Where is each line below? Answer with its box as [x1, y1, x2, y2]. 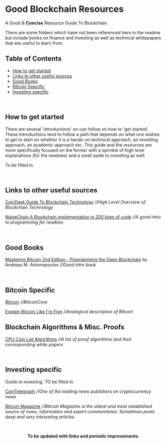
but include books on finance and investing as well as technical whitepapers [5, 35, 162, 41]
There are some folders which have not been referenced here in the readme [5, 29, 161, 35]
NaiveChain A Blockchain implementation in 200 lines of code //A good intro [5, 214, 161, 220]
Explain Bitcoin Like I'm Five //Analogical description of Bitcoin [5, 309, 133, 314]
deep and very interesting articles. [5, 414, 76, 420]
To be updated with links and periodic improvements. [27, 433, 140, 439]
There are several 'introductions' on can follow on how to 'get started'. [5, 126, 149, 132]
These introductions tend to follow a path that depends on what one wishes [5, 131, 160, 137]
